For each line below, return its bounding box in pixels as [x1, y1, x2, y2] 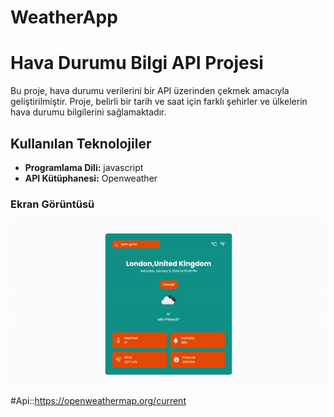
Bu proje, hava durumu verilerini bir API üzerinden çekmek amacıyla [10, 85, 290, 97]
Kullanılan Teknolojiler [10, 135, 152, 152]
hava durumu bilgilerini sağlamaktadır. [10, 106, 167, 118]
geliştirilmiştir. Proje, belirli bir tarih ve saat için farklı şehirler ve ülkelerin [10, 96, 308, 108]
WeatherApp [10, 6, 118, 29]
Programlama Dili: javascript [24, 161, 144, 173]
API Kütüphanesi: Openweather [24, 172, 158, 184]
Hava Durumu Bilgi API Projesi [10, 52, 264, 75]
